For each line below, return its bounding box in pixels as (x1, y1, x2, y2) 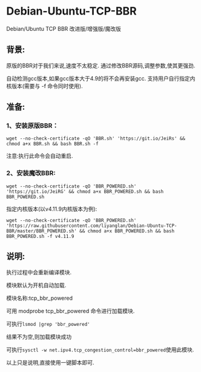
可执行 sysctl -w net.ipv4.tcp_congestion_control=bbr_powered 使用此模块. (6, 346, 194, 353)
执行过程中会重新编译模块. (6, 268, 72, 276)
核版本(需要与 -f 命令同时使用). (6, 82, 83, 89)
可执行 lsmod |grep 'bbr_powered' (6, 320, 90, 327)
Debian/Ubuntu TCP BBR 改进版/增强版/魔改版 (6, 25, 121, 32)
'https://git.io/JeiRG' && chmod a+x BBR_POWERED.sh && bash (6, 188, 164, 195)
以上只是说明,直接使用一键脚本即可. (6, 359, 95, 366)
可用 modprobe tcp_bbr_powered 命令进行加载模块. (6, 307, 135, 314)
